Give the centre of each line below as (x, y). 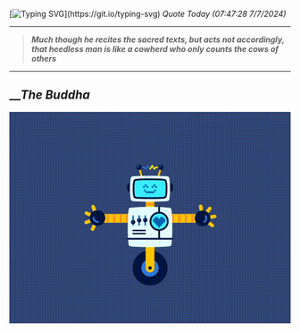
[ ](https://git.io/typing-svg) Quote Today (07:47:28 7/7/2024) (148, 14)
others (44, 59)
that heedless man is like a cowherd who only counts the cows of (155, 49)
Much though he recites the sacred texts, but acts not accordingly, (158, 39)
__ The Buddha (50, 95)
